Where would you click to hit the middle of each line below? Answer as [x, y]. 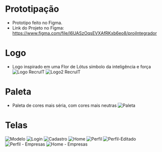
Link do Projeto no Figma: [38, 28]
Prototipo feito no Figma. [37, 23]
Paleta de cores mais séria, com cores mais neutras [64, 105]
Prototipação [32, 9]
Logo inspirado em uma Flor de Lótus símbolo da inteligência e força [81, 66]
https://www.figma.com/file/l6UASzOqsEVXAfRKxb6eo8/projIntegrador [84, 33]
